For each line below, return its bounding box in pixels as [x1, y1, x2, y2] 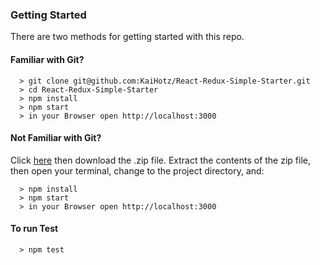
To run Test [10, 223, 59, 235]
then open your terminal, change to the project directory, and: [10, 164, 265, 177]
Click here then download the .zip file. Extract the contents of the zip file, [10, 154, 311, 166]
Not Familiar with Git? [10, 132, 102, 144]
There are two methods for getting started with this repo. [10, 31, 245, 43]
